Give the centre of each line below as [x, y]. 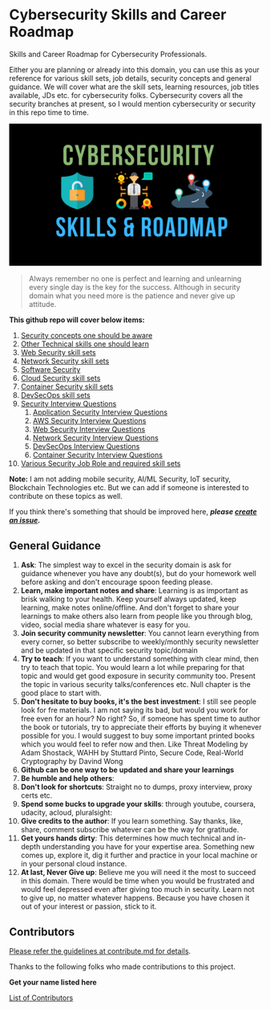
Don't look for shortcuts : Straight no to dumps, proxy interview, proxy [136, 787]
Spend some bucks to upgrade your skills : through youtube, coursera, [138, 804]
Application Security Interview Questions [100, 412]
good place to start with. [61, 693]
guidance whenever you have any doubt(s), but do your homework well [138, 574]
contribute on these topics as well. [66, 497]
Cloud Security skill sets [60, 378]
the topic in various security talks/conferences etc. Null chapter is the [135, 685]
